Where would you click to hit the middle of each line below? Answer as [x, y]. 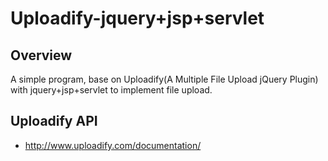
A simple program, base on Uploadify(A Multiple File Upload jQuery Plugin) [164, 79]
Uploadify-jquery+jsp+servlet [137, 18]
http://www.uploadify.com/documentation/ [113, 145]
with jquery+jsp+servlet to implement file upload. [111, 90]
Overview [41, 55]
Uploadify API [54, 121]
